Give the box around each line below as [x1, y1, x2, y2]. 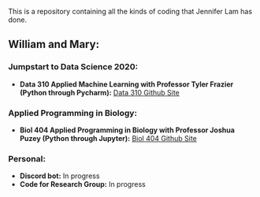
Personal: [8, 153, 46, 164]
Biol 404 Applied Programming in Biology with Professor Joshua [19, 125, 235, 135]
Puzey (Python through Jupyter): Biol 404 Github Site [19, 133, 197, 143]
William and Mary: [8, 38, 100, 51]
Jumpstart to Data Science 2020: [8, 61, 139, 72]
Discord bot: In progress [19, 171, 100, 180]
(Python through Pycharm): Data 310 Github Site [19, 87, 180, 97]
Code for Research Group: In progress [19, 180, 146, 189]
